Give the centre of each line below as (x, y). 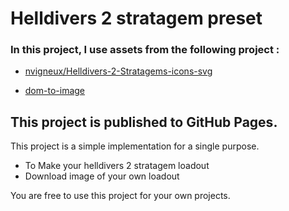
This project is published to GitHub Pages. (144, 122)
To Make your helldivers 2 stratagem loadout (117, 166)
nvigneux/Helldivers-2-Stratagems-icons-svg (118, 71)
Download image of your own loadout (102, 176)
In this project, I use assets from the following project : (145, 50)
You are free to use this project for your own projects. (120, 196)
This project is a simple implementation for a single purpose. (135, 146)
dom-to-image (55, 91)
